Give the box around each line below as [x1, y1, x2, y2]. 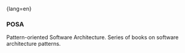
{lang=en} [6, 5, 32, 12]
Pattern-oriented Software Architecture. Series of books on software [6, 34, 179, 41]
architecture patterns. [6, 40, 61, 48]
